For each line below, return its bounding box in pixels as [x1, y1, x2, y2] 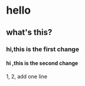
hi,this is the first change [6, 45, 80, 53]
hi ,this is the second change [6, 60, 79, 67]
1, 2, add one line [6, 72, 48, 80]
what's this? [6, 27, 53, 37]
